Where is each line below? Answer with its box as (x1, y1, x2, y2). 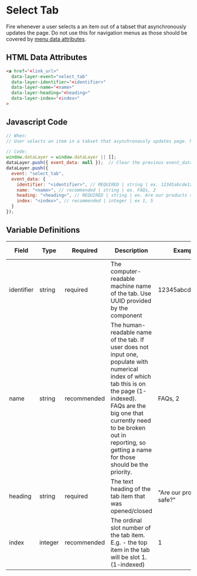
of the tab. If (110, 336, 145, 344)
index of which (110, 372, 151, 380)
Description (114, 246, 148, 254)
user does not (110, 343, 149, 351)
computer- (110, 267, 141, 275)
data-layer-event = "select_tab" (11, 73, 88, 79)
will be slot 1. (110, 553, 147, 561)
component (110, 311, 142, 319)
